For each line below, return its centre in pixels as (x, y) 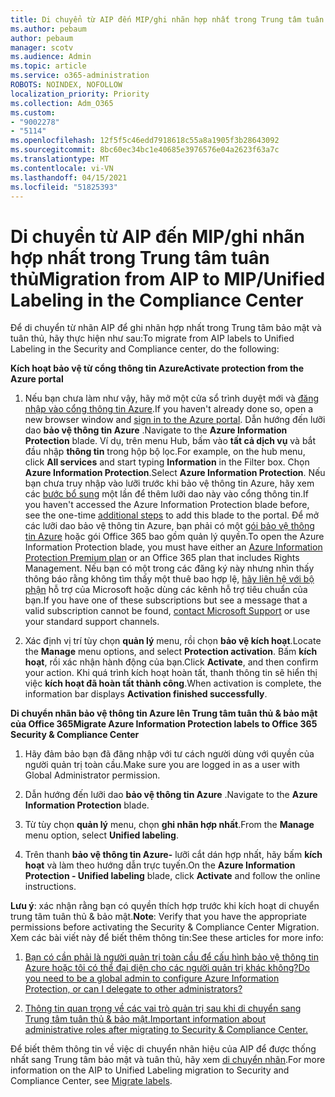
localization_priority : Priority (80, 94)
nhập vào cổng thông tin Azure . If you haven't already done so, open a (168, 409)
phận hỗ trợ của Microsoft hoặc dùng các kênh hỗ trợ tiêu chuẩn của (166, 590)
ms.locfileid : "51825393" (64, 187)
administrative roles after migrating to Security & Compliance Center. (166, 1030)
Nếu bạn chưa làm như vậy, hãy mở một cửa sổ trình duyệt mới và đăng (172, 398)
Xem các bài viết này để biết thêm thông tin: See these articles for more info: (167, 938)
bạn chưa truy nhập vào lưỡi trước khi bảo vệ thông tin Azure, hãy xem (169, 483)
